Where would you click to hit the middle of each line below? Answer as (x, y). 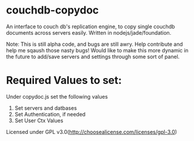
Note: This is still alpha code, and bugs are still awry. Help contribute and (95, 44)
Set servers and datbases (46, 108)
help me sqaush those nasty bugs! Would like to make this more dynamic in (97, 50)
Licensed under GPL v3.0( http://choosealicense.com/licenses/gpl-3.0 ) (92, 132)
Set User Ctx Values (39, 120)
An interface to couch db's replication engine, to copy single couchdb (91, 26)
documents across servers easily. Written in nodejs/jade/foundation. (89, 32)
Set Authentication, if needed (50, 114)
